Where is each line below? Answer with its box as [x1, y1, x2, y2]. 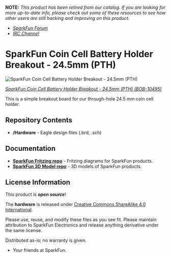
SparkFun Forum [12, 25, 48, 31]
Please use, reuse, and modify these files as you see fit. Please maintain [5, 217, 157, 223]
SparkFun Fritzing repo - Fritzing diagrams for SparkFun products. [12, 158, 153, 164]
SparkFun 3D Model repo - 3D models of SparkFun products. [12, 163, 142, 169]
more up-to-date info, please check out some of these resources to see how [5, 10, 166, 16]
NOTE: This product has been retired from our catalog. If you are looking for [5, 5, 165, 10]
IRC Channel [12, 31, 39, 36]
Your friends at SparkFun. [12, 247, 67, 253]
